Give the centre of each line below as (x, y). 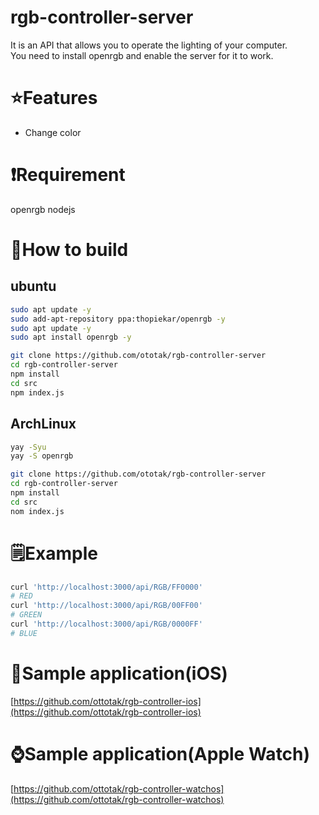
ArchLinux (43, 424)
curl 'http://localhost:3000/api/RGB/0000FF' (106, 624)
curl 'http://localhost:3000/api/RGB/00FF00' (106, 606)
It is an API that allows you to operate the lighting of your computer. (149, 45)
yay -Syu (28, 447)
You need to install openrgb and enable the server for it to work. (142, 55)
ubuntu (33, 286)
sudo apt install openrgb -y (71, 337)
